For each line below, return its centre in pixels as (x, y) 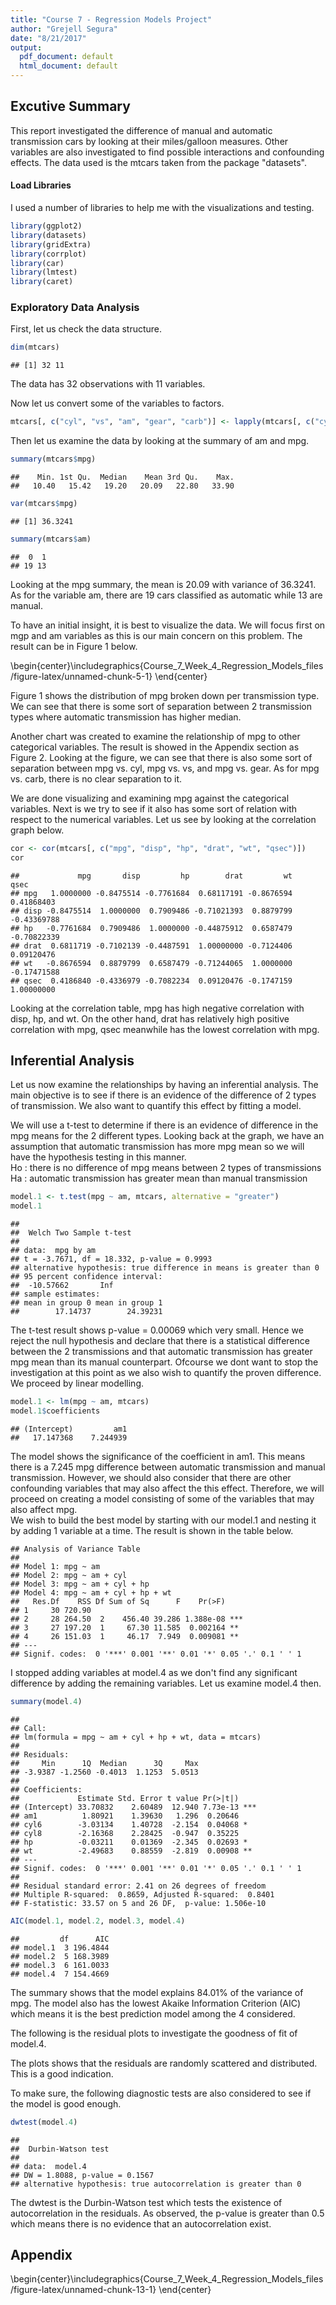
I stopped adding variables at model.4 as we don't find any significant (154, 1672)
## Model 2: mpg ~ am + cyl (69, 1575)
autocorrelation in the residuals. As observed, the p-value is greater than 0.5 (167, 2213)
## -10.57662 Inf (62, 1286)
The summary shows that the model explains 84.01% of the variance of (157, 1992)
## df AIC (60, 1939)
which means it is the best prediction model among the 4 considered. (153, 2013)
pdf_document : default (66, 57)
